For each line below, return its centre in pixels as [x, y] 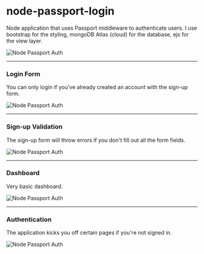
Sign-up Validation [34, 127]
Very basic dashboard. [35, 186]
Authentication [29, 219]
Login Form [23, 74]
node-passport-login [60, 11]
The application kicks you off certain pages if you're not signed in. [89, 233]
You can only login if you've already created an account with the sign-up [97, 87]
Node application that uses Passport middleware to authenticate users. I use [102, 28]
